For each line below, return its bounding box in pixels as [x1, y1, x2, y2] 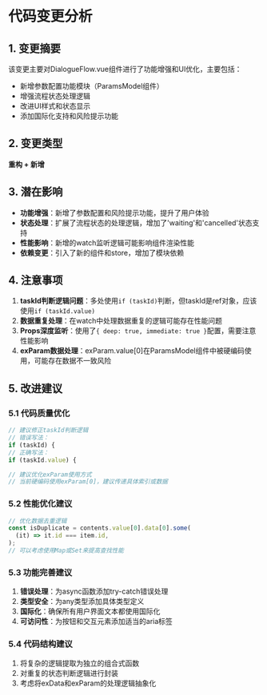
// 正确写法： [8, 448, 50, 456]
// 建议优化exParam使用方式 [8, 471, 92, 479]
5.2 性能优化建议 [8, 498, 73, 510]
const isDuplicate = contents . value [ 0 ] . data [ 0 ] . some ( [8, 524, 192, 532]
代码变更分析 [8, 7, 94, 26]
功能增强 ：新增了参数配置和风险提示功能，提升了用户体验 [19, 208, 209, 217]
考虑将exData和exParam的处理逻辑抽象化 [19, 678, 157, 688]
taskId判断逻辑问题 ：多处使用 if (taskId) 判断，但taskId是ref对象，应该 [19, 296, 257, 306]
